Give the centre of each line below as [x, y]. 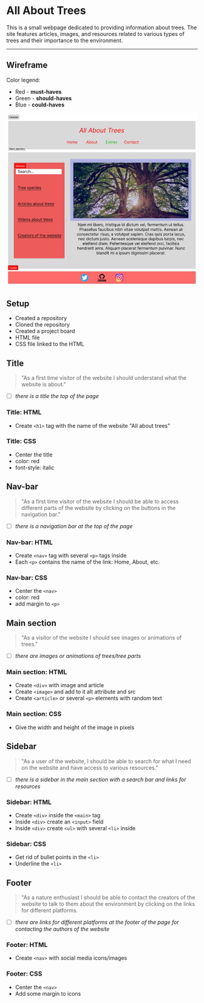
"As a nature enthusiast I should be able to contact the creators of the [108, 898]
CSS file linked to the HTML [49, 344]
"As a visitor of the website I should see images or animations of [101, 638]
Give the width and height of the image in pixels [75, 727]
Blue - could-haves [40, 105]
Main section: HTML [37, 672]
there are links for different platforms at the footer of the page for [97, 922]
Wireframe [27, 65]
